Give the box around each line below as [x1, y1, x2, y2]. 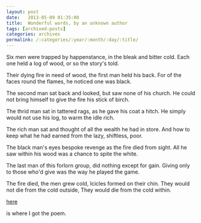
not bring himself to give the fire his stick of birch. [6, 96, 130, 103]
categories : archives [6, 31, 61, 37]
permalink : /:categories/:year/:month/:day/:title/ [6, 37, 138, 43]
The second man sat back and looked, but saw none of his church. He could [6, 90, 196, 96]
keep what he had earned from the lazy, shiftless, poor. [6, 132, 143, 139]
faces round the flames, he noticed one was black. [6, 78, 132, 85]
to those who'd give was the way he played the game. [6, 168, 140, 175]
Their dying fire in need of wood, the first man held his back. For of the [6, 72, 182, 78]
